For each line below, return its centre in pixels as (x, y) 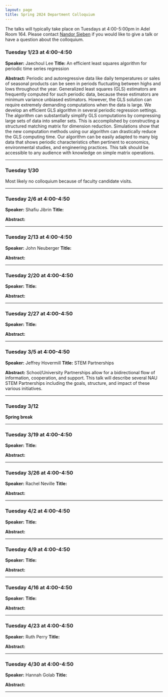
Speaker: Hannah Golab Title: (36, 675)
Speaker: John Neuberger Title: (38, 248)
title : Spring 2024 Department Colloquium (50, 15)
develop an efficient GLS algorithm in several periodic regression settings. (81, 110)
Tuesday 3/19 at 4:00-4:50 (39, 434)
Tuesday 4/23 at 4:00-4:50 (39, 626)
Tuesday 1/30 (22, 170)
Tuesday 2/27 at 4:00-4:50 (39, 313)
